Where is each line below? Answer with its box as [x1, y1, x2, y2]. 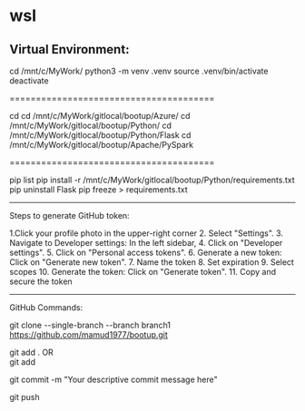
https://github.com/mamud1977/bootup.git [9, 329, 168, 340]
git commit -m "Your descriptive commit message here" [9, 374, 218, 385]
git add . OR [9, 347, 54, 357]
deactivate [9, 75, 49, 86]
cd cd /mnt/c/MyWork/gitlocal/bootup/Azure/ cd [9, 111, 191, 121]
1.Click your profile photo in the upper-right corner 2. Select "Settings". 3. [9, 228, 284, 239]
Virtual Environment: [9, 42, 130, 57]
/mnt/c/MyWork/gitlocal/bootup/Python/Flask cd [9, 130, 192, 141]
